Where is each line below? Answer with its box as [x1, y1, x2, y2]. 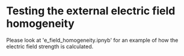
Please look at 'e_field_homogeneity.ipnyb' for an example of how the [6, 36, 179, 43]
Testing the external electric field [6, 4, 176, 18]
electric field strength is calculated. [6, 43, 94, 50]
